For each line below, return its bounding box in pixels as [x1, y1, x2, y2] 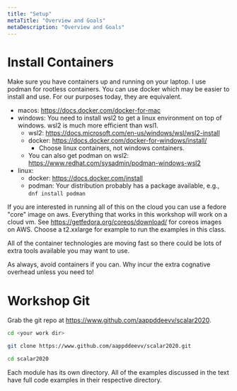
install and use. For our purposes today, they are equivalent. [7, 93, 183, 101]
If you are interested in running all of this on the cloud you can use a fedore [7, 203, 226, 211]
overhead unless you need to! [7, 268, 94, 276]
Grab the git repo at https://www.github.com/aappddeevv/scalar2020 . [7, 316, 212, 324]
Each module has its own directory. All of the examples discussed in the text [7, 368, 229, 376]
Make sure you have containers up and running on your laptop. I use [7, 77, 207, 86]
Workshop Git [7, 293, 91, 309]
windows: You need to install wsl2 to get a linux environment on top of [17, 114, 223, 123]
